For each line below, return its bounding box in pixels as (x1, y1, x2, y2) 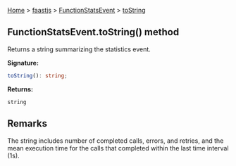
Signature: (7, 58, 39, 67)
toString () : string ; (7, 72, 68, 79)
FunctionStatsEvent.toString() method (7, 26, 180, 38)
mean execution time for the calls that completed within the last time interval (7, 143, 229, 152)
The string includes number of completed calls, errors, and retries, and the (7, 136, 224, 145)
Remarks (7, 117, 48, 129)
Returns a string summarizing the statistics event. (7, 45, 151, 53)
